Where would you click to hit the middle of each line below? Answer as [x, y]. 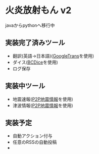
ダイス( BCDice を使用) [35, 62]
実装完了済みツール [35, 43]
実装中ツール [25, 86]
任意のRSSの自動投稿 [35, 142]
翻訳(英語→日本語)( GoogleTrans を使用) [53, 56]
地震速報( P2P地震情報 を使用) [43, 99]
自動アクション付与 [33, 136]
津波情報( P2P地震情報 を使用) [43, 105]
